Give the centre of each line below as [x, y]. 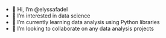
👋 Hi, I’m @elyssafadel [40, 9]
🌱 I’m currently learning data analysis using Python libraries [86, 22]
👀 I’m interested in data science [51, 16]
